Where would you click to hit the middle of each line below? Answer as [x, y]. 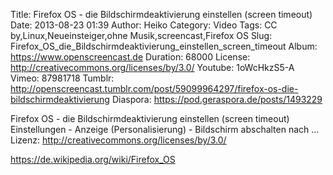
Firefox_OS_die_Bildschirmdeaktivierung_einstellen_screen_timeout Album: [164, 46]
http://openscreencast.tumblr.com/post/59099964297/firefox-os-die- [154, 88]
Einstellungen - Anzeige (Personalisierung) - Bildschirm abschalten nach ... [165, 129]
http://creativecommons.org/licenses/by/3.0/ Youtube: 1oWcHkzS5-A [152, 67]
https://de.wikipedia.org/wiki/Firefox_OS [93, 159]
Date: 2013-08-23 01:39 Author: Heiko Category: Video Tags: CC [144, 25]
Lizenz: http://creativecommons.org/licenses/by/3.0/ [118, 140]
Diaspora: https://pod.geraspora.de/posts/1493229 [217, 99]
